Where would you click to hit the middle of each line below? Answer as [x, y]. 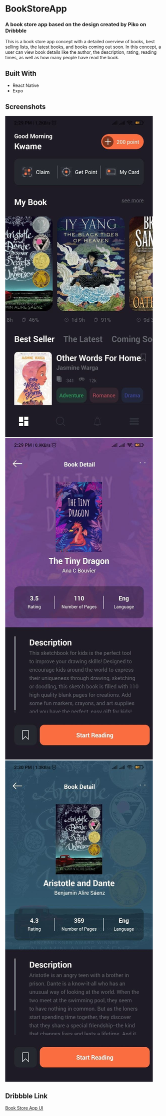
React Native [25, 85]
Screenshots [25, 107]
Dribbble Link [26, 1096]
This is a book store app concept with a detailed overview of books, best [80, 42]
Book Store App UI [24, 1108]
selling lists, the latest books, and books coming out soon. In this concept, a [83, 47]
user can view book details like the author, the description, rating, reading [81, 52]
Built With [21, 73]
